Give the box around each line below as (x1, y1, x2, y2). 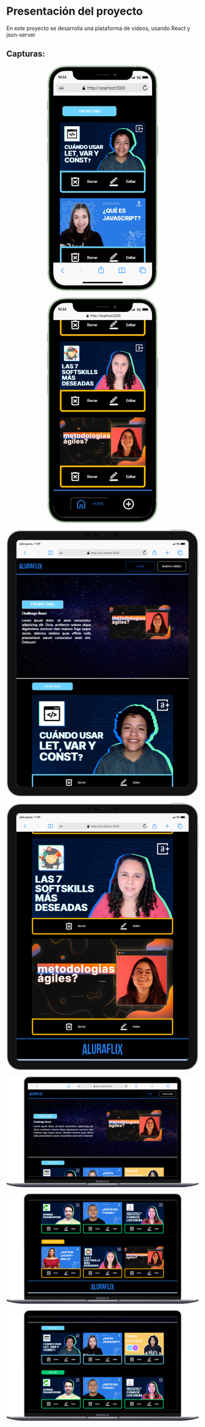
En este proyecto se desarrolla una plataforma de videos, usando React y (6, 24, 190, 32)
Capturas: (6, 49, 45, 59)
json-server (6, 31, 35, 38)
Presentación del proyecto (6, 4, 143, 18)
